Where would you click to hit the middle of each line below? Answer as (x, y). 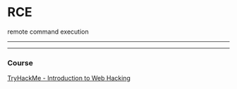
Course (20, 62)
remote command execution (48, 32)
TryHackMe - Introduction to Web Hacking (69, 78)
